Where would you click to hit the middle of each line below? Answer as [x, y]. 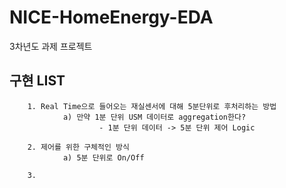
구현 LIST [37, 81]
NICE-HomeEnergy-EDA [111, 17]
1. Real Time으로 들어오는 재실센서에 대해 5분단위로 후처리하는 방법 [152, 106]
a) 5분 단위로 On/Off [103, 157]
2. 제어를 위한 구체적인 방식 [78, 147]
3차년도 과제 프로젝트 [51, 46]
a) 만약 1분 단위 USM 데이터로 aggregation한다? [154, 117]
